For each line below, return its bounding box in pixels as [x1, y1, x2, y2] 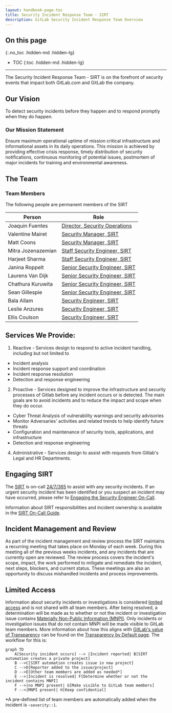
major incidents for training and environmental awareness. [5, 160, 128, 166]
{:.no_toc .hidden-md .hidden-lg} [5, 50, 75, 56]
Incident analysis [12, 360, 49, 366]
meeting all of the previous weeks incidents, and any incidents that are [5, 549, 155, 555]
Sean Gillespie [8, 289, 42, 296]
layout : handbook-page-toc [5, 7, 63, 13]
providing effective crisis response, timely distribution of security [5, 149, 143, 155]
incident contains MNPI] [5, 679, 58, 684]
